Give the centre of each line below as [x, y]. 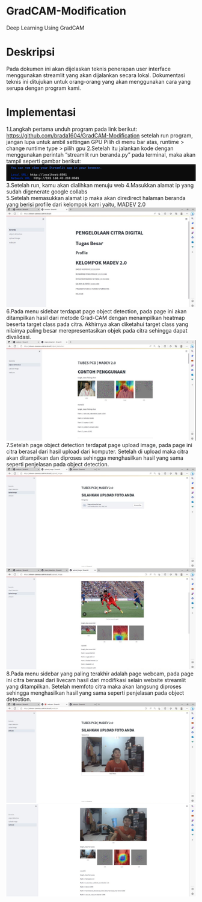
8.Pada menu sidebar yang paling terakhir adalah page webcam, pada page [100, 674]
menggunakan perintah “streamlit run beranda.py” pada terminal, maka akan [101, 154]
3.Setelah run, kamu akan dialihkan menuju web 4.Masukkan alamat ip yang [100, 185]
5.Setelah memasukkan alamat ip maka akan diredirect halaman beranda [96, 198]
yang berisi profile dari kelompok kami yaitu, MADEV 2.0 [76, 204]
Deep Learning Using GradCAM [45, 28]
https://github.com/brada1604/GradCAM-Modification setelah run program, [100, 135]
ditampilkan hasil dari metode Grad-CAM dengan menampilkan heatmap [96, 318]
